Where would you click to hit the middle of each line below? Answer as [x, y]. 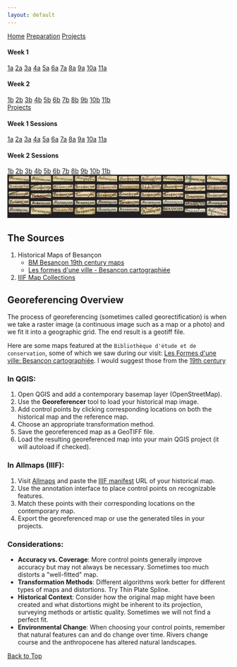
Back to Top [25, 656]
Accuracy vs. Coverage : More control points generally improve [110, 559]
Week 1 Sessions [32, 123]
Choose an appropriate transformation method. [86, 424]
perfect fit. [33, 620]
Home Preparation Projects [47, 36]
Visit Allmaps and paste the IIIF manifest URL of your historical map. [116, 480]
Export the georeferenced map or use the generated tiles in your [111, 518]
